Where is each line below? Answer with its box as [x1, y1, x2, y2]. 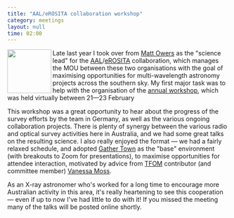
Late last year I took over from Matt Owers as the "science [52, 49, 221, 57]
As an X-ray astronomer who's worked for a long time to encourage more [7, 180, 220, 189]
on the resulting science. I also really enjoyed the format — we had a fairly [7, 137, 222, 146]
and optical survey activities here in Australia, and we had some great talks [7, 130, 224, 138]
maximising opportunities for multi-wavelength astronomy [52, 71, 220, 80]
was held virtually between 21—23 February [7, 94, 135, 102]
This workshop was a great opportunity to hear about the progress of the [7, 107, 219, 116]
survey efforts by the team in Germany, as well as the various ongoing [7, 115, 210, 123]
